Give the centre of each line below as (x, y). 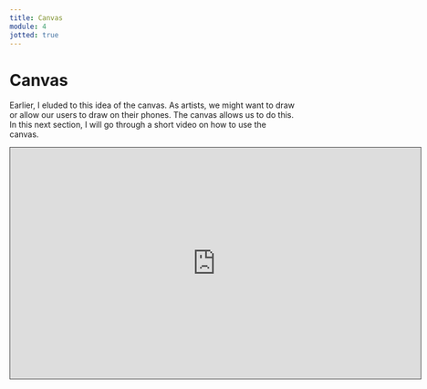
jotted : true (34, 35)
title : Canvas (36, 18)
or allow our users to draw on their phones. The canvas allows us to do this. (152, 115)
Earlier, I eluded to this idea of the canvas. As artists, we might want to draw (152, 105)
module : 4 (28, 26)
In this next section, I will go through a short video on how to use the (138, 125)
